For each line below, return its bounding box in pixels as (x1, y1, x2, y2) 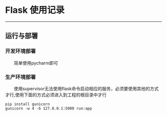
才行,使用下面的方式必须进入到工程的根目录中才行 (5, 92, 107, 98)
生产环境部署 (5, 74, 36, 80)
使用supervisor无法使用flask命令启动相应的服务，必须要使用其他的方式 (14, 85, 159, 91)
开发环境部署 (5, 48, 36, 55)
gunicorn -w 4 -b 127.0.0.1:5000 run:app (5, 106, 92, 111)
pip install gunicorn (5, 102, 50, 107)
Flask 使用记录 (5, 4, 65, 16)
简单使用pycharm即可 (14, 60, 58, 66)
